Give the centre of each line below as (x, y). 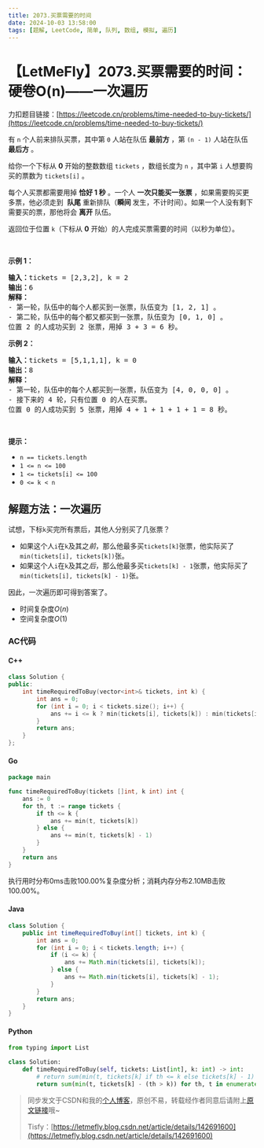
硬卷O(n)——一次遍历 (78, 91)
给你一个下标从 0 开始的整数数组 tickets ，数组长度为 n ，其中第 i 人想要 (127, 166)
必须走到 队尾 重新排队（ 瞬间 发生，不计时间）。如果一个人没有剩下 (144, 202)
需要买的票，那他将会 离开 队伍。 (62, 212)
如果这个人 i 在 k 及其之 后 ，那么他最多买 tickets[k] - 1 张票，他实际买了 (134, 566)
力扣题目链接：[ (34, 114)
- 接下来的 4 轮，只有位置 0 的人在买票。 (80, 400)
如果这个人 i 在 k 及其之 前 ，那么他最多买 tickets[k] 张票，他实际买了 (126, 546)
